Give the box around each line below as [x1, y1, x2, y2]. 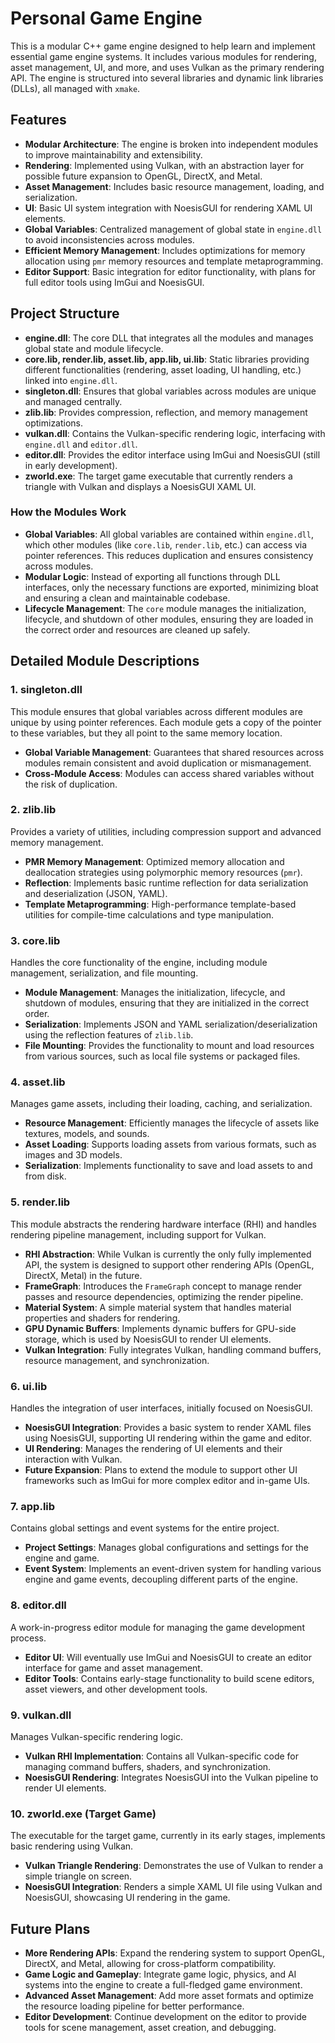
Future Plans [10, 1920, 91, 1937]
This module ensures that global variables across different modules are [10, 705, 303, 717]
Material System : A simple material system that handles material [24, 1301, 292, 1313]
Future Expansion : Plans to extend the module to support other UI [24, 1464, 298, 1476]
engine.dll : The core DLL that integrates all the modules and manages [24, 332, 314, 344]
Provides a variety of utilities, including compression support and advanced [10, 825, 322, 837]
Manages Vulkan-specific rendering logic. [10, 1730, 183, 1742]
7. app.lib [10, 1499, 56, 1513]
